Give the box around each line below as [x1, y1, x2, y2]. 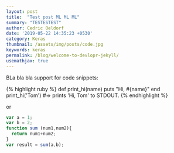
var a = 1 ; [6, 114, 33, 121]
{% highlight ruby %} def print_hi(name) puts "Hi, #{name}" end [6, 85, 161, 92]
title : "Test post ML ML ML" [6, 14, 80, 20]
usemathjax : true [6, 58, 49, 64]
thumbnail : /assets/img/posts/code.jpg [6, 42, 104, 48]
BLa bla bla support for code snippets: [6, 74, 98, 81]
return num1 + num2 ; [11, 131, 57, 137]
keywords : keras [6, 47, 46, 53]
